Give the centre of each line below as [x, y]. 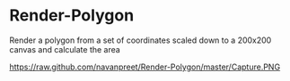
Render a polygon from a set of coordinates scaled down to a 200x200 [141, 40]
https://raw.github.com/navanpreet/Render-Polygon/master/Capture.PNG [145, 67]
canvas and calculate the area [65, 49]
